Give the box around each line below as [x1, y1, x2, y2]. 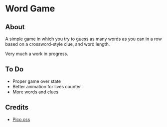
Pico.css [12, 116, 30, 122]
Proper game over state [12, 78, 61, 84]
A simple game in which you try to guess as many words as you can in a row [5, 36, 162, 42]
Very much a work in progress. [5, 51, 68, 57]
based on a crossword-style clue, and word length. [5, 41, 110, 47]
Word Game [5, 3, 55, 14]
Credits [5, 103, 29, 112]
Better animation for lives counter [12, 83, 81, 89]
